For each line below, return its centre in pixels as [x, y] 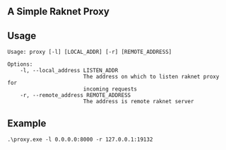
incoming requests [110, 89]
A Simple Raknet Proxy [58, 12]
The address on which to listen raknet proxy [151, 77]
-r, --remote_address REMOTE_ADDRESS [76, 96]
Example [27, 123]
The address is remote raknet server [138, 102]
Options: [20, 64]
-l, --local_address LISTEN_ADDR [69, 71]
